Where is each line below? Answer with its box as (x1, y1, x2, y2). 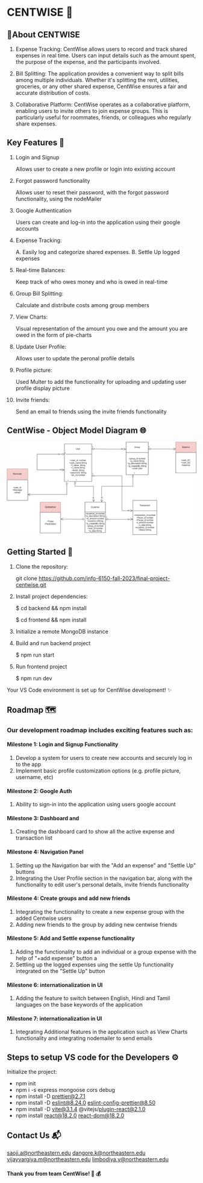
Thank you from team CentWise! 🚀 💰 (7, 1170, 101, 1177)
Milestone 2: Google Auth (7, 787, 72, 794)
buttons (15, 868, 35, 875)
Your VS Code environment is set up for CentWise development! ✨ (7, 686, 172, 694)
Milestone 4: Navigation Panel (7, 848, 84, 856)
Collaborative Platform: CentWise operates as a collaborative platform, (15, 101, 190, 108)
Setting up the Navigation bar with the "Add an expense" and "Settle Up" (15, 861, 196, 869)
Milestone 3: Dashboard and (7, 814, 80, 821)
